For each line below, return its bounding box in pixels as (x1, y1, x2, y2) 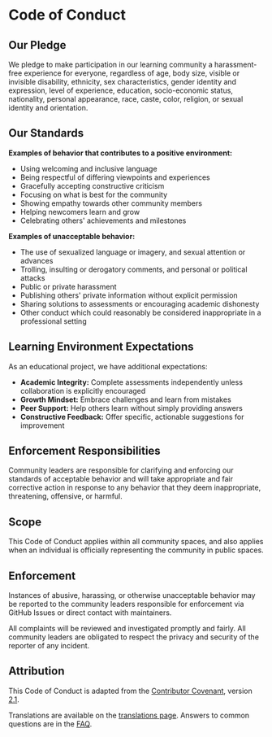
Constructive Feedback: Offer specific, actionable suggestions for (19, 412, 244, 421)
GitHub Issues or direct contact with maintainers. (8, 608, 172, 617)
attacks (19, 273, 45, 282)
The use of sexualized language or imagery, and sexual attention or (19, 246, 246, 257)
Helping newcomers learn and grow (19, 207, 140, 216)
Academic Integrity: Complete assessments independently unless (19, 377, 244, 387)
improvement (19, 421, 65, 430)
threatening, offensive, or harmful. (8, 491, 123, 501)
